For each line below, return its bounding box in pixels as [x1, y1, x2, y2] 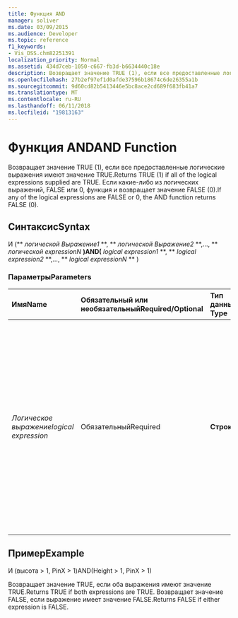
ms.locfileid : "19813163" [8, 109, 84, 116]
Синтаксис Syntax [8, 221, 90, 233]
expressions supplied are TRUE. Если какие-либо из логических [8, 177, 199, 186]
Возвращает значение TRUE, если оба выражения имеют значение [8, 580, 212, 588]
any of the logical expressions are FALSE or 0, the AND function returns [8, 192, 216, 202]
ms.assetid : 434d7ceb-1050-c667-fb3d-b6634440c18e [8, 63, 160, 70]
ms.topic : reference [8, 37, 69, 44]
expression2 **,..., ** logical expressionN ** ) [8, 255, 139, 263]
